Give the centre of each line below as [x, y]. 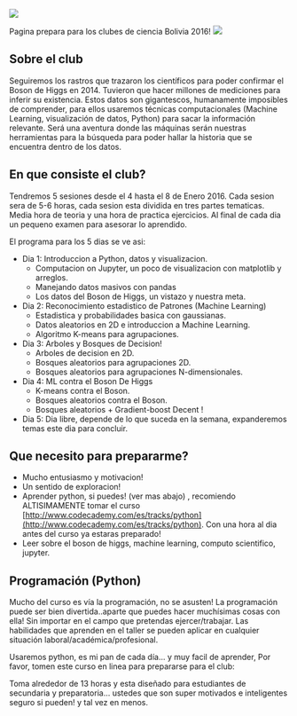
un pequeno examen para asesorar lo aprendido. [98, 224]
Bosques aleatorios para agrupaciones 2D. [113, 362]
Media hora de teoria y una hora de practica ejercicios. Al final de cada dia [145, 215]
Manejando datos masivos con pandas [106, 287]
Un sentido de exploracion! [71, 487]
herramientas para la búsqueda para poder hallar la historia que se [131, 137]
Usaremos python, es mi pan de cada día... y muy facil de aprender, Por [140, 657]
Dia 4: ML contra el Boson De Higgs [87, 381]
